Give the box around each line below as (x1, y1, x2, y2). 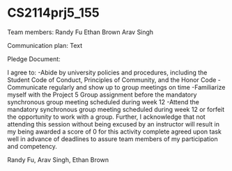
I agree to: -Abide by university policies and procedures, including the (7, 68, 208, 76)
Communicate (7, 83, 47, 91)
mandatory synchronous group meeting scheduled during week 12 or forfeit (7, 105, 225, 113)
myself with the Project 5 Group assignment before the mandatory (7, 90, 197, 99)
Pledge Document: (7, 54, 61, 63)
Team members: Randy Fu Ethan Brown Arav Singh (7, 28, 154, 36)
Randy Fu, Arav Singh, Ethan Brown (7, 155, 109, 164)
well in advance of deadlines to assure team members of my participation (7, 134, 218, 143)
